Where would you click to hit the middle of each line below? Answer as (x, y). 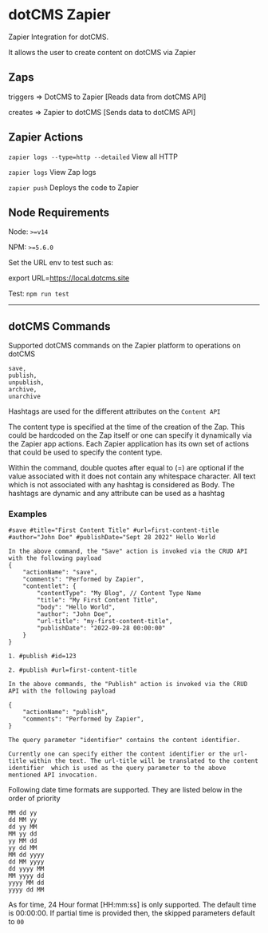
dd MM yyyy (26, 862)
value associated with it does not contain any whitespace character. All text (132, 476)
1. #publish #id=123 (43, 657)
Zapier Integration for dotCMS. (59, 37)
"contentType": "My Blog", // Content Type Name (119, 594)
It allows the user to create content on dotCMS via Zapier (102, 52)
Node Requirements (59, 212)
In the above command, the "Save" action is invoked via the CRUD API (128, 552)
